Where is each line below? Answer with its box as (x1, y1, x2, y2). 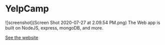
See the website (5, 34, 38, 40)
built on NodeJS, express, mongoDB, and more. (5, 24, 103, 30)
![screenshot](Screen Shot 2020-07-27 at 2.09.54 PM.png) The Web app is (5, 19, 160, 25)
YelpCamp (5, 3, 49, 14)
